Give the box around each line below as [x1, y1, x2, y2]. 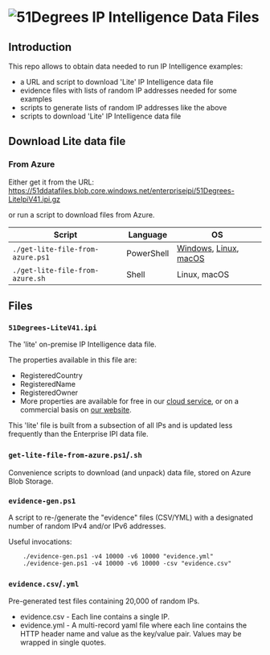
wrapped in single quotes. [19, 637, 107, 648]
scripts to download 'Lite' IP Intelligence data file [19, 111, 182, 121]
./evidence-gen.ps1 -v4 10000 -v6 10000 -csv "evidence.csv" [22, 559, 231, 567]
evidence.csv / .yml [8, 578, 80, 589]
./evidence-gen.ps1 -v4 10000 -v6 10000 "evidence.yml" [22, 552, 215, 560]
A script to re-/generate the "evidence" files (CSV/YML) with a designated [8, 512, 253, 522]
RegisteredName [19, 379, 76, 389]
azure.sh [12, 274, 46, 283]
